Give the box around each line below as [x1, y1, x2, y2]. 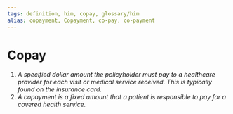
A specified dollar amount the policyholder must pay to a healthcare [17, 70, 215, 79]
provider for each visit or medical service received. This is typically [17, 78, 213, 87]
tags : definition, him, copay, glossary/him [7, 10, 140, 18]
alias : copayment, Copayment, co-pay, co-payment [7, 17, 156, 24]
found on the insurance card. [17, 85, 102, 94]
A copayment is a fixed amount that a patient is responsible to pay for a [17, 93, 227, 101]
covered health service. [17, 100, 86, 109]
